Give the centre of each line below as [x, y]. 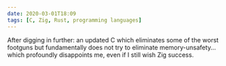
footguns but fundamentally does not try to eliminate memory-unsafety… [112, 47]
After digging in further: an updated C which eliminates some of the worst [113, 40]
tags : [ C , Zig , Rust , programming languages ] [74, 20]
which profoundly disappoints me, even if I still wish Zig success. [100, 55]
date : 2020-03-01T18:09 [42, 14]
